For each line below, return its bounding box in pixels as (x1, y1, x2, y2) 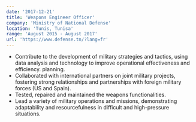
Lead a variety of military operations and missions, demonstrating (14, 97, 177, 105)
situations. (14, 110, 41, 117)
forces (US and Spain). (14, 85, 71, 91)
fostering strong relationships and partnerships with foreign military (14, 78, 182, 86)
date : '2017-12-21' (6, 8, 55, 15)
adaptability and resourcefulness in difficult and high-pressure (14, 104, 170, 111)
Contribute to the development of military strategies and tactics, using (14, 53, 188, 60)
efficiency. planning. (14, 66, 65, 72)
